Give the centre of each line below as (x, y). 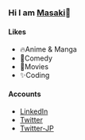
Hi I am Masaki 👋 (40, 13)
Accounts (25, 94)
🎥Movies (34, 67)
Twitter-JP (37, 128)
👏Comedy (36, 58)
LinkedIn (34, 111)
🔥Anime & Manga (48, 49)
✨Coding (35, 76)
